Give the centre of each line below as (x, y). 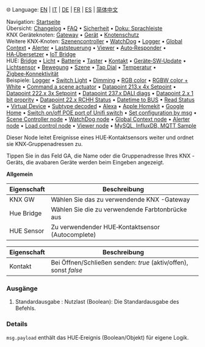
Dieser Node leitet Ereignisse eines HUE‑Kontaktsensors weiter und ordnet (100, 137)
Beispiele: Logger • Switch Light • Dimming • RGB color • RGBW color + (97, 80)
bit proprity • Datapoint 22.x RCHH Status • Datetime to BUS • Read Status (101, 100)
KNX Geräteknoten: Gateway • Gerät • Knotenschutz (73, 35)
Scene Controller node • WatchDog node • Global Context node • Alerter (98, 119)
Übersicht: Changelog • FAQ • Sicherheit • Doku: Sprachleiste (85, 28)
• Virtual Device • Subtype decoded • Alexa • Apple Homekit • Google (95, 106)
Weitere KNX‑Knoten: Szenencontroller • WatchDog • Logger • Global (95, 41)
